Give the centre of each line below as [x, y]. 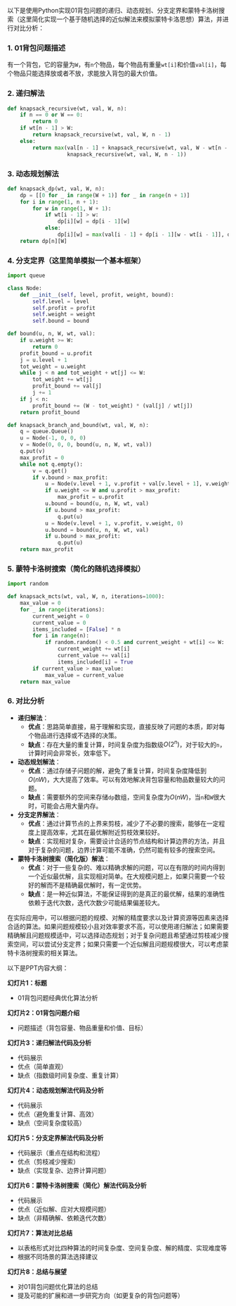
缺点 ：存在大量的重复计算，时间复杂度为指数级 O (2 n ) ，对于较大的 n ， [127, 744]
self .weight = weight [64, 315]
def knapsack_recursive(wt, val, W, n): [67, 108]
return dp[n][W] [44, 241]
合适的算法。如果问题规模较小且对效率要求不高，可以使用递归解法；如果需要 [118, 927]
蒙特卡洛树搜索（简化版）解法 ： [64, 859]
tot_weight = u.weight [53, 366]
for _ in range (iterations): [63, 609]
